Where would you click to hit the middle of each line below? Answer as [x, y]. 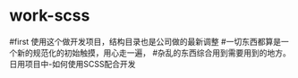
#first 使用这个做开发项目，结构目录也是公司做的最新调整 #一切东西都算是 [145, 41]
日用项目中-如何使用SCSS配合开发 [72, 64]
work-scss [50, 16]
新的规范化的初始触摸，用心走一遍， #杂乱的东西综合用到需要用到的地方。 [153, 52]
